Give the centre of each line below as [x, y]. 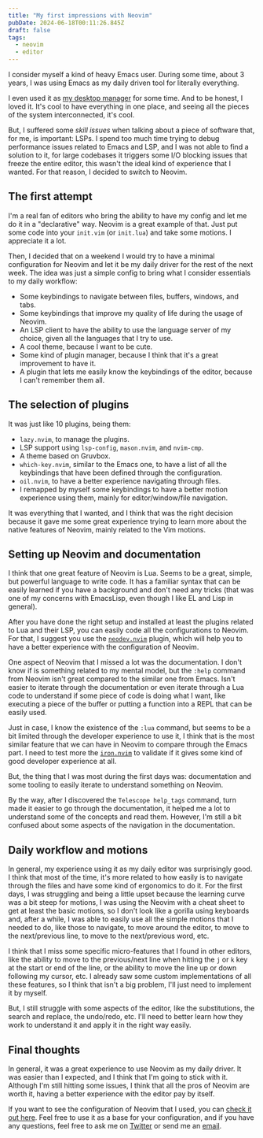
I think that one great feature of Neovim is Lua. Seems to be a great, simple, [130, 573]
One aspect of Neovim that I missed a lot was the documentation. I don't [125, 662]
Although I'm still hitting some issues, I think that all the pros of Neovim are [129, 1086]
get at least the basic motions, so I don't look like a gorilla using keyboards [129, 911]
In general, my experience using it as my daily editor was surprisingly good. [130, 869]
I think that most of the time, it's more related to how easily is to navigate [126, 877]
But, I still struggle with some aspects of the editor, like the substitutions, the [131, 1008]
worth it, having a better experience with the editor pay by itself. [111, 1094]
